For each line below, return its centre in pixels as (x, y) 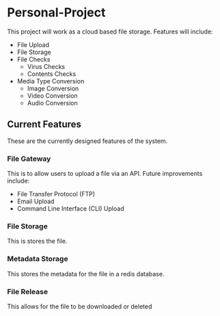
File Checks (33, 59)
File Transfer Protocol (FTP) (56, 194)
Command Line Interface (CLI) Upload (70, 209)
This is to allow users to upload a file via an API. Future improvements (105, 174)
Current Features (44, 124)
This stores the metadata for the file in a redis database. (86, 274)
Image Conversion (53, 88)
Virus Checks (46, 66)
